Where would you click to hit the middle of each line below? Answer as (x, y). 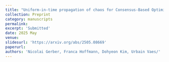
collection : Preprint (28, 14)
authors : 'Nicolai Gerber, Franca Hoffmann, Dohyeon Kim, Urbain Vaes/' (83, 51)
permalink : (17, 24)
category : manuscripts (29, 19)
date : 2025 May (21, 33)
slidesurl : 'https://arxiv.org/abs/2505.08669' (56, 42)
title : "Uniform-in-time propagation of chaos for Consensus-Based (77, 10)
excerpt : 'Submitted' (28, 28)
